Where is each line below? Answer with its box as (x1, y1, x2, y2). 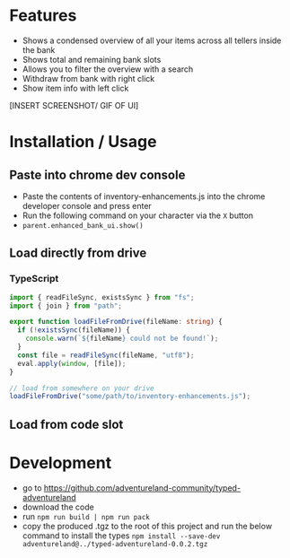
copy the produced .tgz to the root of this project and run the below (22, 520, 272, 531)
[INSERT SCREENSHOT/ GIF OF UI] (9, 100, 139, 110)
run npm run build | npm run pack (22, 510, 151, 521)
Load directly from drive (9, 246, 147, 261)
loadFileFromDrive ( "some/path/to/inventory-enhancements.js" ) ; (9, 392, 251, 401)
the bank (22, 44, 56, 55)
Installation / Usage (9, 132, 157, 153)
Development (9, 452, 112, 473)
